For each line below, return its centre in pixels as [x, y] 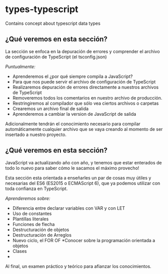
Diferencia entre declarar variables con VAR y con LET [69, 208]
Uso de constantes [32, 213]
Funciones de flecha [34, 224]
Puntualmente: [20, 66]
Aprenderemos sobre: [28, 198]
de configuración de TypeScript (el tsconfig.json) [56, 57]
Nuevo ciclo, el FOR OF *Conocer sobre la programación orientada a [84, 240]
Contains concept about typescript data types [53, 23]
